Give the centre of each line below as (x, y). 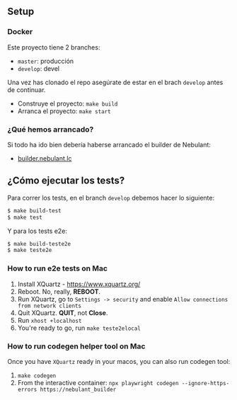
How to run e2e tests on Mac (58, 268)
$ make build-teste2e (39, 244)
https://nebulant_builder (78, 389)
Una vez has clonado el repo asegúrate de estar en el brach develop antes (115, 82)
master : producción (46, 61)
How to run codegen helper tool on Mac (76, 346)
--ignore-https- (206, 383)
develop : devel (39, 68)
